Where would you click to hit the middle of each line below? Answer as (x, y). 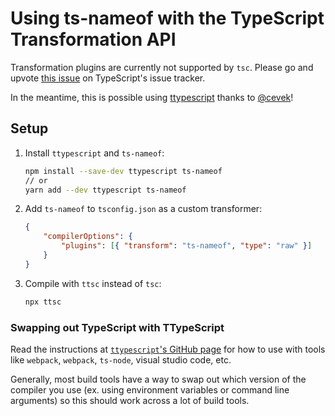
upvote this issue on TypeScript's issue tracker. (108, 78)
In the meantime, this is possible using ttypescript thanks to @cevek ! (152, 97)
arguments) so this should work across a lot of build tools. (130, 400)
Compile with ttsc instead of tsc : (93, 283)
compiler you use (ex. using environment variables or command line (150, 389)
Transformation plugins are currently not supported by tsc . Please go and (162, 67)
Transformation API (93, 39)
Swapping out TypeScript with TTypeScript (117, 327)
